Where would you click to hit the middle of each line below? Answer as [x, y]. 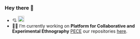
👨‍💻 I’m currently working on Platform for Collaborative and [73, 26]
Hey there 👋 [19, 8]
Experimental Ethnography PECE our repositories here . [69, 31]
